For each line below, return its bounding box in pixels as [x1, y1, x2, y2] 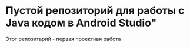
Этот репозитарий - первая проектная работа [5, 35, 121, 42]
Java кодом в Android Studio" [5, 16, 157, 29]
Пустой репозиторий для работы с [5, 4, 185, 17]
